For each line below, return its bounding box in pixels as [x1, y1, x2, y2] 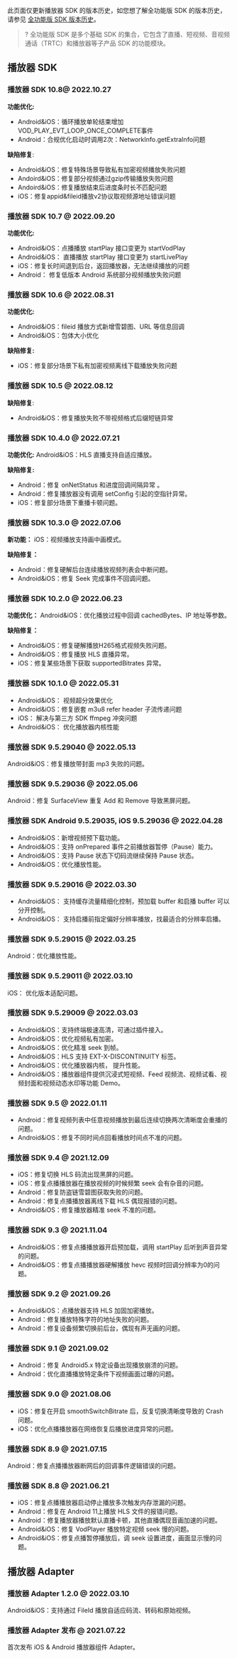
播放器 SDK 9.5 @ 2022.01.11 [7, 1098, 108, 1108]
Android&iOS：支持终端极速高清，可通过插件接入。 [17, 1025, 167, 1034]
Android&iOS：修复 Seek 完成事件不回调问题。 [17, 574, 155, 583]
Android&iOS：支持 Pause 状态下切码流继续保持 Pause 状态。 [17, 851, 198, 860]
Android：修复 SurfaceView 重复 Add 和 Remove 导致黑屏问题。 [7, 797, 194, 805]
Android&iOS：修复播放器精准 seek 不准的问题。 [17, 1205, 160, 1215]
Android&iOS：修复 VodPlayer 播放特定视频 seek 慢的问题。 [17, 1525, 193, 1534]
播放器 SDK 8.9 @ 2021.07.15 [7, 1444, 108, 1454]
